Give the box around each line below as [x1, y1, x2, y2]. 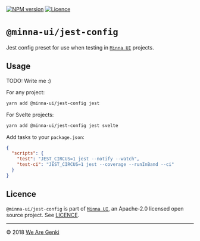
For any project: [6, 88, 45, 95]
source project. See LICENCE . [6, 211, 80, 218]
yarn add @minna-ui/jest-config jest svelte [6, 122, 118, 128]
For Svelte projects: [6, 111, 54, 118]
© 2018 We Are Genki [6, 228, 60, 236]
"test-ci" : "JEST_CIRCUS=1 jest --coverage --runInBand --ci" [17, 162, 174, 168]
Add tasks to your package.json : [6, 133, 85, 140]
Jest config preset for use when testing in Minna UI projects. [6, 44, 154, 51]
